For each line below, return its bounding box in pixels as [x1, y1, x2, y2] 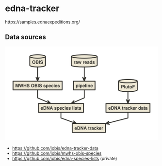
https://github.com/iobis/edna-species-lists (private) [12, 156, 117, 162]
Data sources [5, 33, 46, 41]
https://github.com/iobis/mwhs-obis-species [12, 150, 102, 156]
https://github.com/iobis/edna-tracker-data [12, 145, 98, 151]
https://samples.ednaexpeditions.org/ [5, 19, 80, 25]
